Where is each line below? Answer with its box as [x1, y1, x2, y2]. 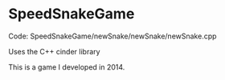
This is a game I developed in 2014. [8, 62, 125, 72]
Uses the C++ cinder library [8, 46, 100, 56]
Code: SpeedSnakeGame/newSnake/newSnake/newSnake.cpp [8, 31, 217, 41]
